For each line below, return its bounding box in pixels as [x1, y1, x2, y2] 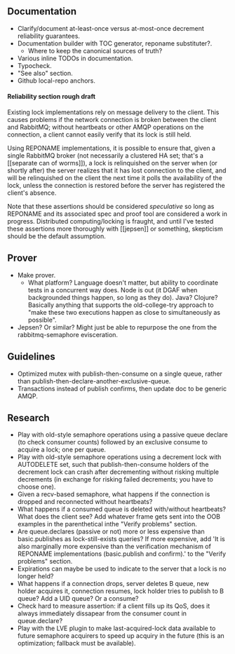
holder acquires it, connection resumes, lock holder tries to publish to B [17, 587, 224, 595]
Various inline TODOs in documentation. [17, 54, 133, 62]
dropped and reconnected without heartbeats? [17, 498, 153, 506]
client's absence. [7, 189, 57, 197]
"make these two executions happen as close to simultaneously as [27, 308, 221, 316]
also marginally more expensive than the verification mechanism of [17, 543, 212, 551]
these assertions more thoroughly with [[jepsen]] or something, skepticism [7, 224, 223, 233]
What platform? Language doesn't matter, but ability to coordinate [27, 278, 219, 287]
